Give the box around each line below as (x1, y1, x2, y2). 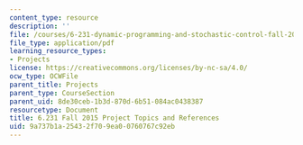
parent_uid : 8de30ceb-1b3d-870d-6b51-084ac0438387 (9, 96, 204, 106)
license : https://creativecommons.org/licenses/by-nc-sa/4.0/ (9, 64, 248, 73)
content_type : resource (9, 13, 99, 23)
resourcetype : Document (9, 105, 99, 114)
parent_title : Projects (9, 80, 99, 89)
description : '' (9, 22, 70, 31)
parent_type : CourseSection (9, 88, 115, 97)
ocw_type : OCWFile (9, 72, 78, 81)
